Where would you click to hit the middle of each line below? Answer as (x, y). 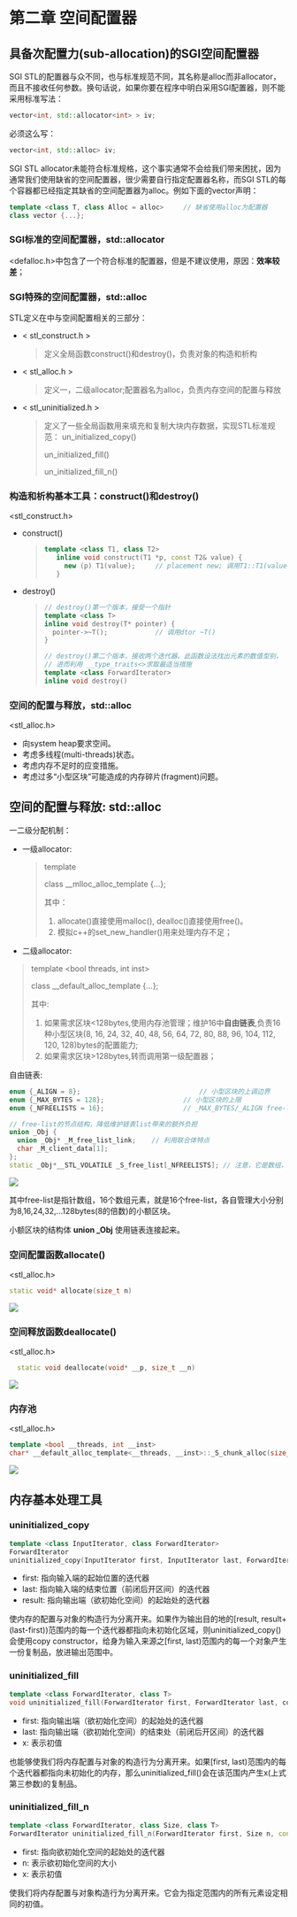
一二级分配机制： (40, 830)
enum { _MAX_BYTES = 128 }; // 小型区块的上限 (125, 1100)
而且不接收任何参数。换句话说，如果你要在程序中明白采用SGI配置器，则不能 (147, 88)
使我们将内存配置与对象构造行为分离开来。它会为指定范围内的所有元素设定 (145, 1892)
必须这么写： (32, 133)
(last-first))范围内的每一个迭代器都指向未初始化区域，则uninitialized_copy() (145, 1630)
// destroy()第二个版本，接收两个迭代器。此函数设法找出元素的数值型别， (163, 656)
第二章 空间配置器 (73, 18)
